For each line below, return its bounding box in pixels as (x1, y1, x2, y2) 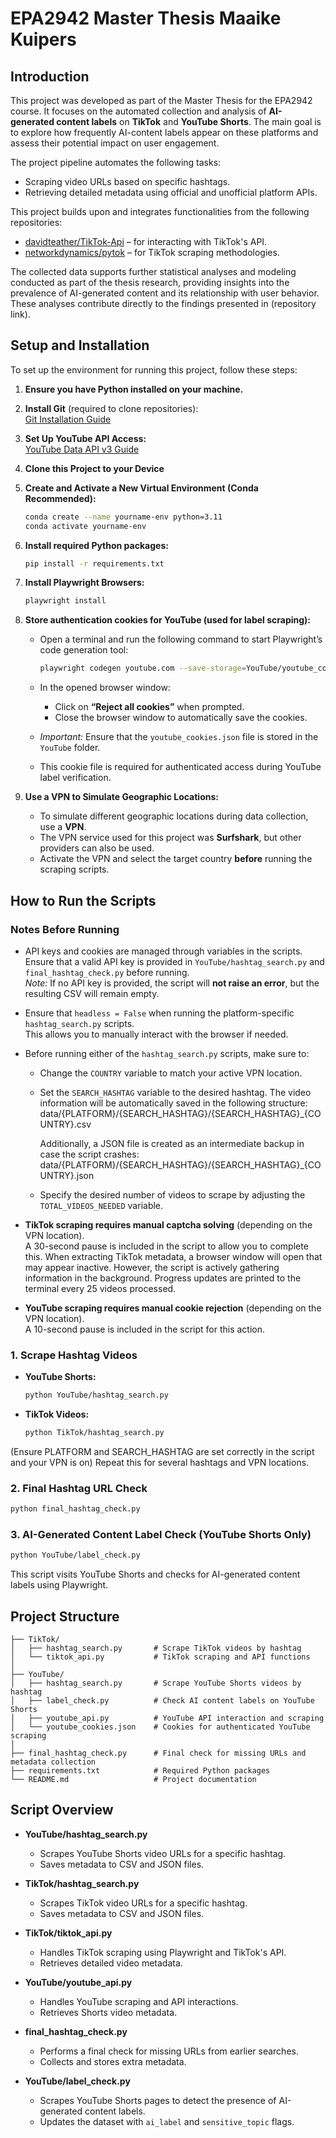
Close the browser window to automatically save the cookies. (54, 712, 308, 724)
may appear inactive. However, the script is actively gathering (24, 1261, 280, 1273)
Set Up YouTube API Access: (24, 432, 147, 444)
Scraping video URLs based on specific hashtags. (24, 176, 231, 187)
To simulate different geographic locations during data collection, (39, 810, 309, 822)
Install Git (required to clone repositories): (24, 402, 199, 414)
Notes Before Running (10, 922, 120, 936)
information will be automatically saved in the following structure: (39, 1097, 308, 1109)
